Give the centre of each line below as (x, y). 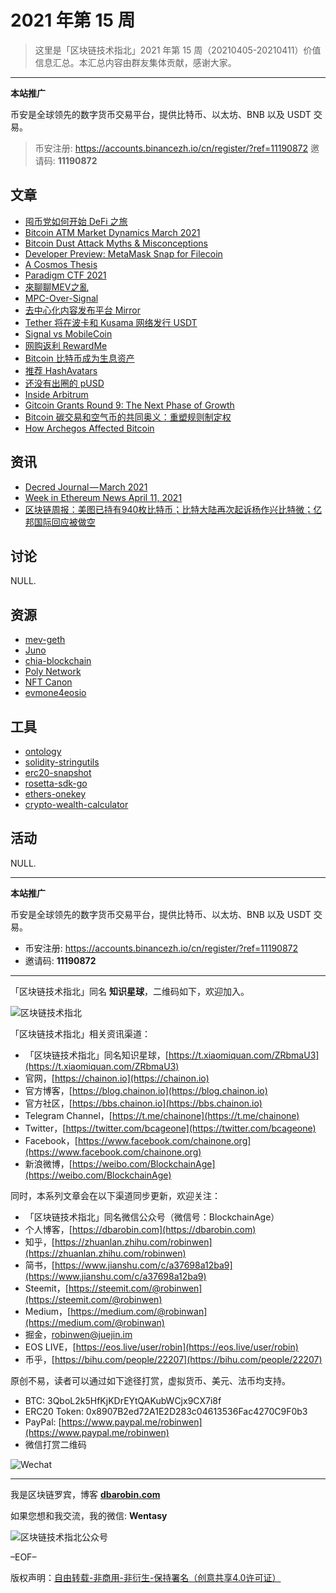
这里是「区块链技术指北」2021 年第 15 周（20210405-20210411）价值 (178, 50)
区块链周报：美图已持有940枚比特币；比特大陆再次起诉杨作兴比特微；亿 (173, 509)
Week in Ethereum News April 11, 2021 (103, 497)
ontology (43, 751)
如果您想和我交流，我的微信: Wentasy (89, 1515)
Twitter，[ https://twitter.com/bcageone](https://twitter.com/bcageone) (170, 1128)
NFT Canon (48, 682)
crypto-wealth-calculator (76, 804)
